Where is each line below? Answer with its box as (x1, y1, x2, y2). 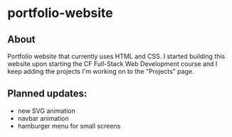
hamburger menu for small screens (17, 121, 121, 130)
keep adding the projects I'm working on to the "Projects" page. (7, 67, 194, 75)
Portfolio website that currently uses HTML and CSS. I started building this (7, 52, 226, 60)
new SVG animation (17, 106, 76, 115)
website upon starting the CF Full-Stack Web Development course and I (7, 60, 218, 68)
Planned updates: (7, 87, 88, 100)
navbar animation (17, 114, 69, 122)
